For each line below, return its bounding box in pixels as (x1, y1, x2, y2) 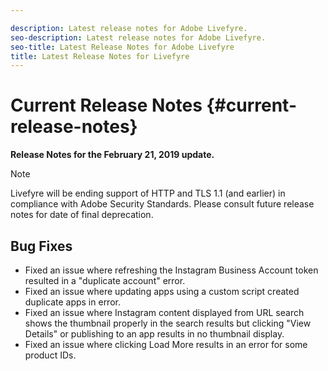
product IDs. (24, 349, 77, 361)
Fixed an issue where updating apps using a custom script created (24, 286, 300, 297)
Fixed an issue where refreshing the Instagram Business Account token (24, 264, 319, 276)
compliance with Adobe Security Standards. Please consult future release (10, 198, 315, 210)
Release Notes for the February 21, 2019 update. (10, 149, 215, 161)
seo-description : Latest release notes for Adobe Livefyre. (10, 32, 267, 43)
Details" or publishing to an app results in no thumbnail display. (24, 328, 285, 340)
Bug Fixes (10, 237, 73, 255)
